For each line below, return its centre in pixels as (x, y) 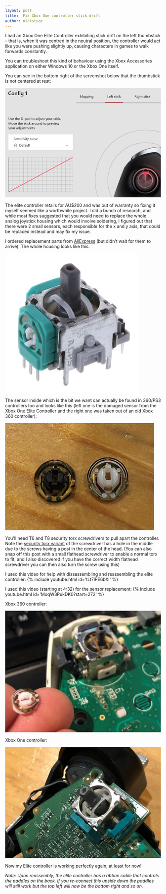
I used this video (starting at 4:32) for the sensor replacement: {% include (80, 589)
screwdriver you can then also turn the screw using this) (62, 564)
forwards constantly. (26, 52)
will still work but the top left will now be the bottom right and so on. (74, 886)
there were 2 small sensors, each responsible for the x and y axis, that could (83, 226)
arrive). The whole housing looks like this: (47, 246)
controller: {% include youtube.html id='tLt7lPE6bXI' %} (62, 579)
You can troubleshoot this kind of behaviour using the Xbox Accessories (79, 61)
